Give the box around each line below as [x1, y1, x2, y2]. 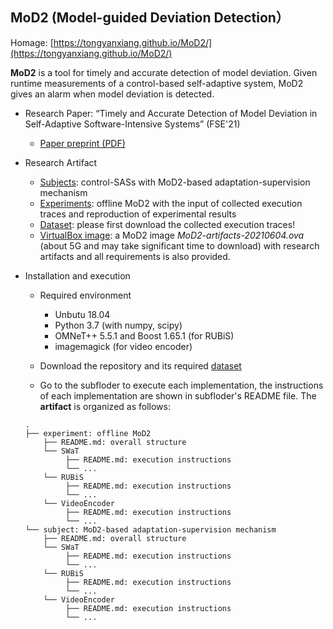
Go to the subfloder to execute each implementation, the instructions [39, 379, 324, 391]
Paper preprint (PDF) [39, 137, 126, 149]
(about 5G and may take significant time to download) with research [39, 239, 320, 252]
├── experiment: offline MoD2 [24, 428, 152, 438]
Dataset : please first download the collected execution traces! [39, 218, 296, 230]
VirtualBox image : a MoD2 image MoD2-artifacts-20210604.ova [39, 229, 305, 241]
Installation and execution [24, 269, 131, 282]
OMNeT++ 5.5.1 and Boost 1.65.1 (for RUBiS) [54, 329, 235, 342]
